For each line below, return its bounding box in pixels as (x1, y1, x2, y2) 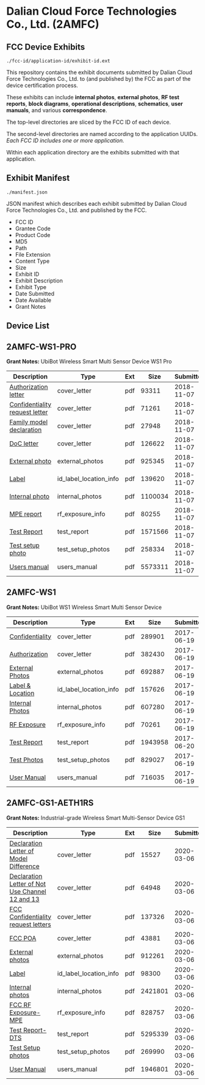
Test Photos (9, 755, 44, 764)
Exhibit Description (15, 277, 63, 284)
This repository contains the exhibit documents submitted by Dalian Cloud (6, 69, 192, 76)
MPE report (9, 510, 42, 518)
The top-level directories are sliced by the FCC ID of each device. (6, 118, 171, 126)
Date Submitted (15, 290, 55, 297)
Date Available (15, 296, 52, 304)
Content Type (15, 257, 50, 265)
